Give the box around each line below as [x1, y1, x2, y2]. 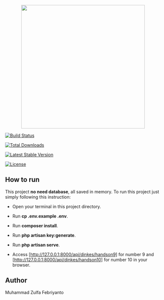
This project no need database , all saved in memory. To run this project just [5, 188, 160, 195]
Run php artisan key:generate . [12, 232, 76, 238]
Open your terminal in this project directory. [12, 203, 101, 210]
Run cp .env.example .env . [12, 213, 68, 219]
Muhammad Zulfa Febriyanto [5, 289, 64, 295]
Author [5, 276, 27, 285]
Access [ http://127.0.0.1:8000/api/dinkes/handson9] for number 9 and [12, 251, 154, 257]
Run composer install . [12, 222, 58, 228]
